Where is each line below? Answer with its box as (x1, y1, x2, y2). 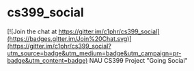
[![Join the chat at (7, 27, 57, 35)
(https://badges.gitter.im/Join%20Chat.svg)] (7, 34, 132, 42)
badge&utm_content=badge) (7, 56, 88, 64)
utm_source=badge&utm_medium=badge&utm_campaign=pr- (7, 49, 182, 57)
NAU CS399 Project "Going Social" (89, 56, 188, 64)
